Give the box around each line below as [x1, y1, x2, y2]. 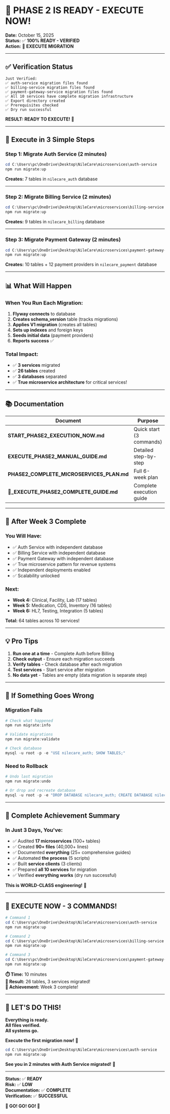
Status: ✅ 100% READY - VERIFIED [5, 37, 80, 44]
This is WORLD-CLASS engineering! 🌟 [5, 882, 87, 889]
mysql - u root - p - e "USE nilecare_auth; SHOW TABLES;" [5, 750, 125, 755]
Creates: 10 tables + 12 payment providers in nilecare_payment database [5, 261, 157, 267]
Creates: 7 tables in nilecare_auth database [5, 176, 98, 182]
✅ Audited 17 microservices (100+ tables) [12, 838, 101, 844]
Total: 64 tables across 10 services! [5, 618, 80, 624]
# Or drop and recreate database [5, 788, 76, 793]
